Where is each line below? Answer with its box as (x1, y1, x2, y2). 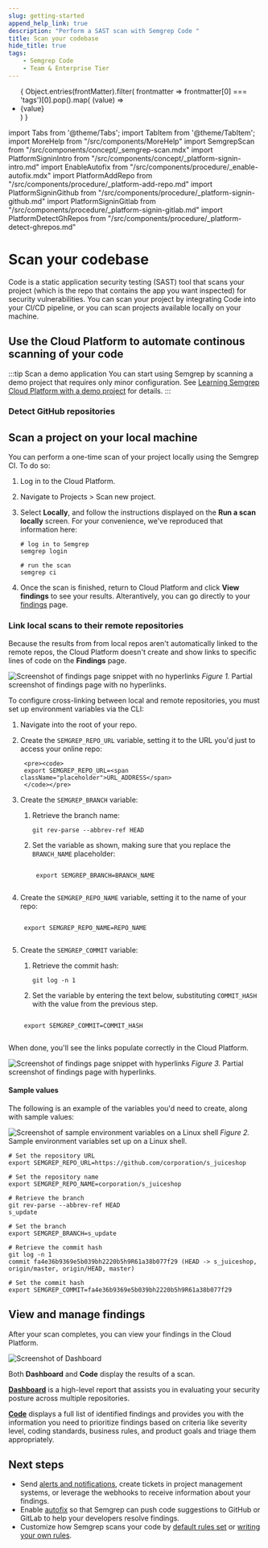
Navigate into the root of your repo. (19, 720, 138, 729)
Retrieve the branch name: (31, 810, 121, 820)
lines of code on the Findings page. (8, 655, 127, 666)
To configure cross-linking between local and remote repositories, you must (8, 695, 260, 705)
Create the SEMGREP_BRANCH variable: (19, 795, 138, 804)
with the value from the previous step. (31, 999, 159, 1008)
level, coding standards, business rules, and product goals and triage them (8, 1425, 256, 1436)
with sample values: (8, 1112, 75, 1121)
